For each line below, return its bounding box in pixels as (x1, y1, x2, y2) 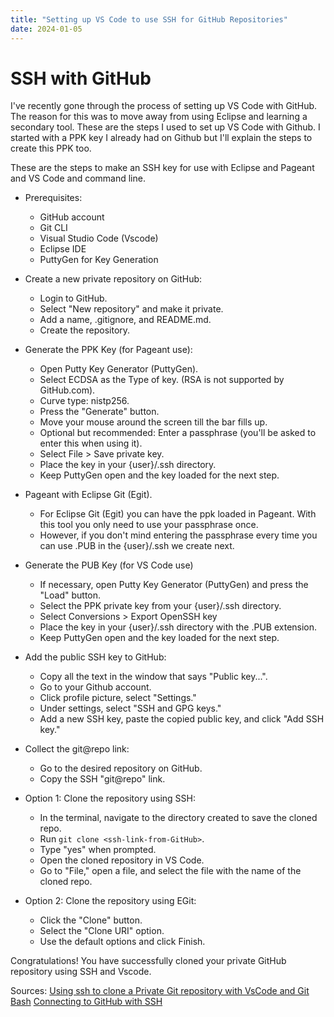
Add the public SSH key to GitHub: (24, 651, 167, 663)
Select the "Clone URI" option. (39, 925, 165, 937)
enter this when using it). (39, 437, 143, 450)
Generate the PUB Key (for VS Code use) (24, 559, 194, 571)
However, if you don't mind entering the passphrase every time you (39, 529, 318, 541)
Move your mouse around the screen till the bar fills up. (39, 416, 268, 428)
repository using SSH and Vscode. (10, 966, 152, 978)
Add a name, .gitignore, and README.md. (39, 314, 212, 326)
